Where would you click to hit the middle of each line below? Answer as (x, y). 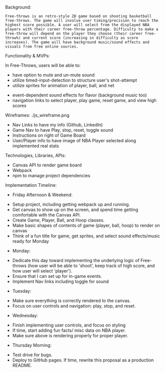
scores (19, 106)
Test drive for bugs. (32, 355)
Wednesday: (25, 316)
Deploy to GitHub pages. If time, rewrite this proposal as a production (83, 360)
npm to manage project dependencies (51, 176)
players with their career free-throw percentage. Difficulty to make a (82, 29)
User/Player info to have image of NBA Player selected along (74, 140)
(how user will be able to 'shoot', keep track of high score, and (91, 266)
